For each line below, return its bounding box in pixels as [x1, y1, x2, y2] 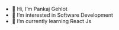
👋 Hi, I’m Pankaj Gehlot [11, 6, 68, 12]
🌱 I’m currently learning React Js [11, 18, 92, 24]
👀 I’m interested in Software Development [11, 12, 114, 18]
